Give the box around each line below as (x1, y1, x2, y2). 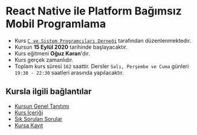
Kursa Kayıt (14, 122, 44, 129)
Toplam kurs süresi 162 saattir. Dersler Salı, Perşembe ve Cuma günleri (14, 62, 189, 70)
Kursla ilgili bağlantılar (5, 86, 92, 97)
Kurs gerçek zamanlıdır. (14, 56, 74, 63)
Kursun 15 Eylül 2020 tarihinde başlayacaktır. (14, 43, 128, 51)
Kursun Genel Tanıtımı (14, 102, 69, 110)
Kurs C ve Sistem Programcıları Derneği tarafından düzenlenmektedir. (14, 37, 192, 44)
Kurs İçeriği (14, 108, 44, 116)
